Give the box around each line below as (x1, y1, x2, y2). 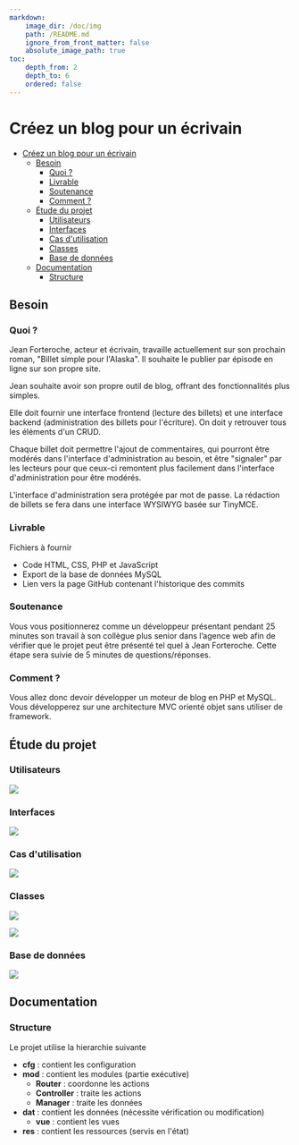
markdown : (9, 13, 46, 22)
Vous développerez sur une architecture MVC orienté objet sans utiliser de (9, 701, 284, 712)
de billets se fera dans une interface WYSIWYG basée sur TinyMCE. (9, 499, 259, 510)
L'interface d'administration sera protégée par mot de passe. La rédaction (9, 489, 280, 501)
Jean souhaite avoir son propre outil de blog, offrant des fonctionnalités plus (9, 381, 290, 392)
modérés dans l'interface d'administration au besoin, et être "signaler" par (9, 454, 283, 464)
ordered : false (25, 80, 82, 89)
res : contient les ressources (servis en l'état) (21, 1125, 189, 1136)
